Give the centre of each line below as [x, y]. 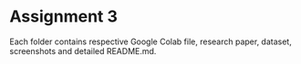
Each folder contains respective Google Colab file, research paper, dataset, [150, 41]
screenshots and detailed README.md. [83, 50]
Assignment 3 [64, 17]
